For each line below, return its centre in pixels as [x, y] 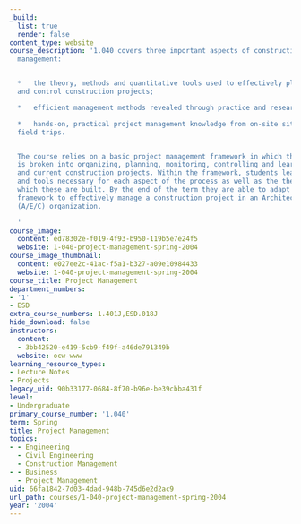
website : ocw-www [50, 356]
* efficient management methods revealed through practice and [142, 107]
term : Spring [34, 422]
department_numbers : [48, 289]
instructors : [34, 331]
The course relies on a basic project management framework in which [150, 156]
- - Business [34, 472]
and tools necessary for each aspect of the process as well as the [148, 181]
